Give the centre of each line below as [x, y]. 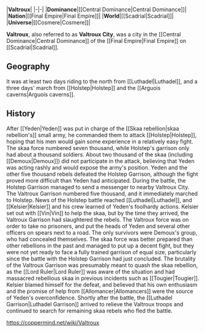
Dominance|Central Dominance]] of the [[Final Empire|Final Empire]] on [96, 41]
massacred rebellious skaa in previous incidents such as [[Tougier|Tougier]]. [103, 278]
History [21, 114]
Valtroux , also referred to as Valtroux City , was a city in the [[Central [94, 34]
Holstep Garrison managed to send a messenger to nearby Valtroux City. [98, 187]
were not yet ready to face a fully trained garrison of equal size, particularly [102, 252]
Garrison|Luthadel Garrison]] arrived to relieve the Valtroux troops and [95, 304]
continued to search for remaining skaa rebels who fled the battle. [89, 311]
